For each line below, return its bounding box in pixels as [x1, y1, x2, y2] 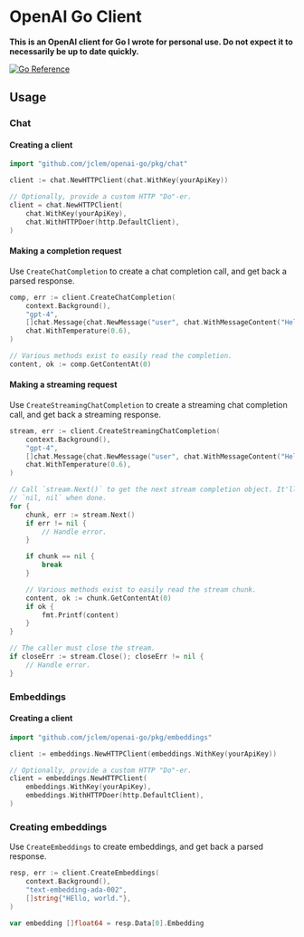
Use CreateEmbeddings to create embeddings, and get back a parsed [9, 841, 264, 853]
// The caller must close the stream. [9, 643, 156, 653]
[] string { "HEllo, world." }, [25, 894, 131, 903]
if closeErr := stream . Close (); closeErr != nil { [9, 652, 204, 662]
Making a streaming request [9, 379, 118, 391]
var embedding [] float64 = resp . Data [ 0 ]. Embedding [9, 918, 204, 928]
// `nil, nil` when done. [9, 494, 107, 503]
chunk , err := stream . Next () [25, 510, 136, 519]
